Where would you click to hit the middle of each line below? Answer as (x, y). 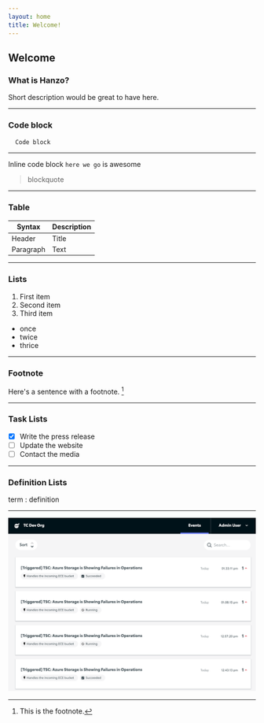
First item (35, 296)
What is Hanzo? (39, 80)
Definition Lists (38, 482)
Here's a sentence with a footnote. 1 (66, 391)
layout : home (29, 17)
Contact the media (49, 454)
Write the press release (57, 436)
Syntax (29, 227)
